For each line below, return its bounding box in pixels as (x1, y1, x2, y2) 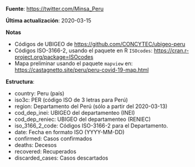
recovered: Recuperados (14, 148, 77, 155)
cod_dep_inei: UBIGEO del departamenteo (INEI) (14, 109, 136, 116)
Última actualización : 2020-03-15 (5, 17, 91, 24)
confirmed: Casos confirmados (14, 135, 92, 142)
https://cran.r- (153, 47, 189, 54)
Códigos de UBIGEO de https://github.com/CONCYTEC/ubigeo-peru (14, 41, 186, 47)
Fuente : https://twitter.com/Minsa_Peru (5, 5, 104, 12)
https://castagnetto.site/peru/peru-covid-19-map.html (14, 66, 149, 73)
